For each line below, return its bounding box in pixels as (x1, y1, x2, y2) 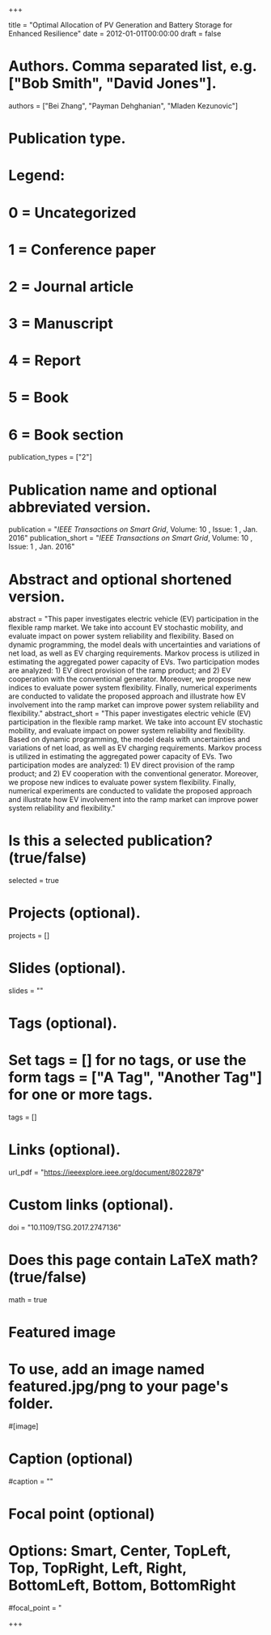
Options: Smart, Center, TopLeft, (8, 1542, 231, 1561)
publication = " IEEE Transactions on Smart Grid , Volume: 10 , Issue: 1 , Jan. (8, 524, 258, 534)
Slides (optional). (8, 959, 127, 978)
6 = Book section (8, 426, 124, 444)
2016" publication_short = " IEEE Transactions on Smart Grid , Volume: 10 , (8, 533, 253, 543)
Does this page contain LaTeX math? (8, 1251, 259, 1269)
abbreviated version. (8, 498, 151, 516)
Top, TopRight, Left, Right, (8, 1559, 188, 1578)
